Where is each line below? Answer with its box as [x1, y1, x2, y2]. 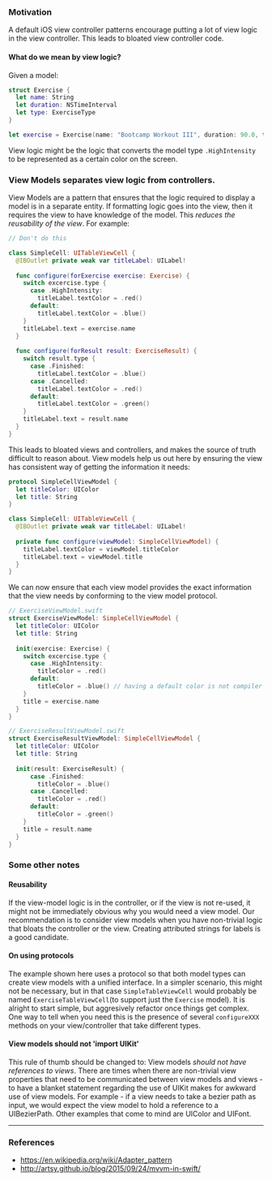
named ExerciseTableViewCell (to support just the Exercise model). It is [8, 994, 245, 1004]
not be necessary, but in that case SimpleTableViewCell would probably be [8, 985, 257, 996]
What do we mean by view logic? [8, 52, 121, 62]
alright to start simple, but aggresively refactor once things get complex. [8, 1003, 249, 1013]
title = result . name [23, 825, 92, 834]
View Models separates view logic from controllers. [8, 174, 216, 185]
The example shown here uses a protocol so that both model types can [8, 968, 246, 978]
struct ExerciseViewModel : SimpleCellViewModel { [8, 614, 180, 623]
